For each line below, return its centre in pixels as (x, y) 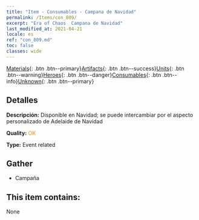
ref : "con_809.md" (29, 40)
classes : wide (24, 51)
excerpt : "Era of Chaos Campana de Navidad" (64, 23)
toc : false (20, 46)
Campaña (27, 178)
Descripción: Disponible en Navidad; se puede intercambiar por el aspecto (100, 115)
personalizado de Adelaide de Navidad (54, 121)
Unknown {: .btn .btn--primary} (56, 81)
